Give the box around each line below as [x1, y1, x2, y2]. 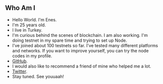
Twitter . [12, 68, 28, 74]
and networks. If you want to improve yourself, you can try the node [12, 48, 149, 53]
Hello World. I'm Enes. [12, 17, 57, 22]
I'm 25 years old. [12, 22, 46, 28]
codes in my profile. [12, 53, 52, 59]
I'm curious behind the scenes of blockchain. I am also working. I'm [12, 32, 148, 38]
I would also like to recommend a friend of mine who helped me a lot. [12, 63, 151, 69]
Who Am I [5, 4, 36, 12]
